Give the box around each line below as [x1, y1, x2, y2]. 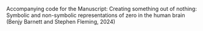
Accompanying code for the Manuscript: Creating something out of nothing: [6, 5, 197, 12]
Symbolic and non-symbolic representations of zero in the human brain [6, 12, 185, 19]
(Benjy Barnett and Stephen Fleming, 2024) [6, 18, 116, 25]
